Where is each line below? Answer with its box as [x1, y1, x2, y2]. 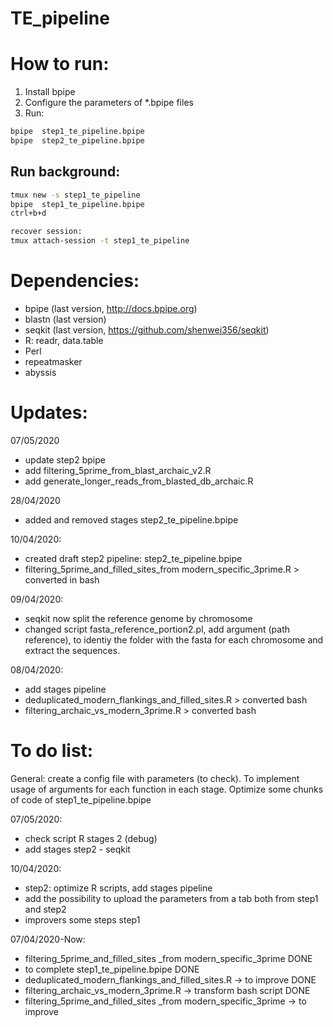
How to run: [10, 53, 110, 76]
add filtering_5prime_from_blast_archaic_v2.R [24, 464, 212, 476]
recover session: [10, 227, 83, 237]
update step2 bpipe [24, 453, 106, 466]
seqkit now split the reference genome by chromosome [24, 612, 253, 624]
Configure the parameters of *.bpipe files [24, 97, 194, 109]
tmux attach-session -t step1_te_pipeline [10, 236, 190, 246]
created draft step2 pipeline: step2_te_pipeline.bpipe [24, 552, 243, 564]
